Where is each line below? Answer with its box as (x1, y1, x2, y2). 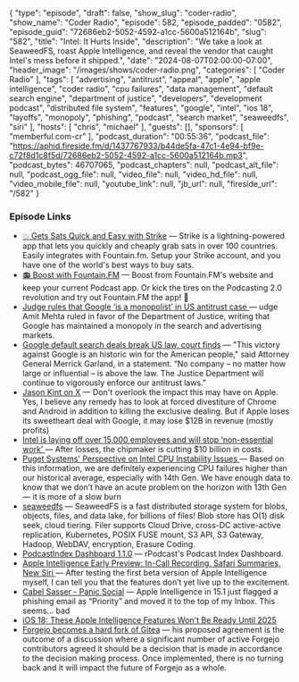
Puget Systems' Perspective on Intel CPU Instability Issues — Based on (21, 453, 285, 464)
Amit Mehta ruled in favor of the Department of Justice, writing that (21, 311, 270, 322)
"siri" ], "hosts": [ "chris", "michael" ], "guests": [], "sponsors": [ (9, 122, 244, 132)
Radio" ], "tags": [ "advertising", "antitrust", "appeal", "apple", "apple (9, 74, 262, 84)
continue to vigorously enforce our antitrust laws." (21, 377, 207, 388)
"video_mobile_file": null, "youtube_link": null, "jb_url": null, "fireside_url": (9, 179, 278, 189)
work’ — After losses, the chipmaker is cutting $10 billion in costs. (21, 444, 265, 455)
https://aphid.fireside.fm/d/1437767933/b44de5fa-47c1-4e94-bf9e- (12, 140, 265, 151)
